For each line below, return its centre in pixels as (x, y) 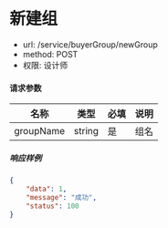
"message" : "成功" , (62, 197)
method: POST (50, 54)
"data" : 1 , (47, 189)
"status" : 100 (52, 206)
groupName (40, 131)
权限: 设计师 (45, 65)
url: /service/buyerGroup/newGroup (90, 44)
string (86, 131)
